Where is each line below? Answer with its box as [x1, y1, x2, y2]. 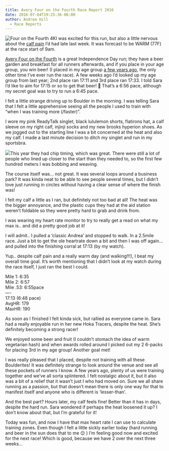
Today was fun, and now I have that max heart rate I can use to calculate [5, 419, 156, 425]
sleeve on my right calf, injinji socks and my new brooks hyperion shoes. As [5, 124, 162, 130]
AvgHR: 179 [5, 300, 29, 306]
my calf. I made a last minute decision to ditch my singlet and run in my [5, 134, 153, 141]
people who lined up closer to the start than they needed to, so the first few [5, 156, 162, 162]
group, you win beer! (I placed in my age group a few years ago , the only [5, 67, 156, 73]
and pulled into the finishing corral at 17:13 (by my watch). [5, 243, 125, 249]
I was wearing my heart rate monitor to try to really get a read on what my [5, 217, 158, 223]
